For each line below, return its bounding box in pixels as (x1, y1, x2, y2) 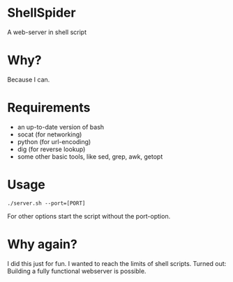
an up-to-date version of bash (17, 123, 105, 131)
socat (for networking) (17, 130, 82, 139)
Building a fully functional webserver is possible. (7, 267, 146, 275)
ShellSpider (7, 5, 76, 21)
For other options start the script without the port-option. (7, 212, 171, 220)
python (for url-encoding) (17, 137, 91, 146)
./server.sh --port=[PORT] (7, 200, 86, 207)
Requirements (7, 100, 91, 116)
